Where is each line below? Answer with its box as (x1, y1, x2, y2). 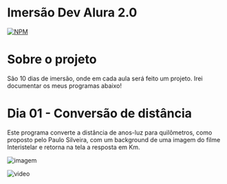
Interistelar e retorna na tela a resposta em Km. (7, 143, 140, 151)
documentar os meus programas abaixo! (7, 81, 122, 90)
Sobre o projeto (7, 51, 97, 67)
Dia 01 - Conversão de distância (7, 106, 193, 122)
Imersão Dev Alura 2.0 (7, 5, 138, 21)
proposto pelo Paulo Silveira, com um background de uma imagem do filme (7, 135, 221, 143)
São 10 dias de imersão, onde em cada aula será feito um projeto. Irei (7, 74, 203, 82)
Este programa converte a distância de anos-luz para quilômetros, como (7, 128, 213, 137)
